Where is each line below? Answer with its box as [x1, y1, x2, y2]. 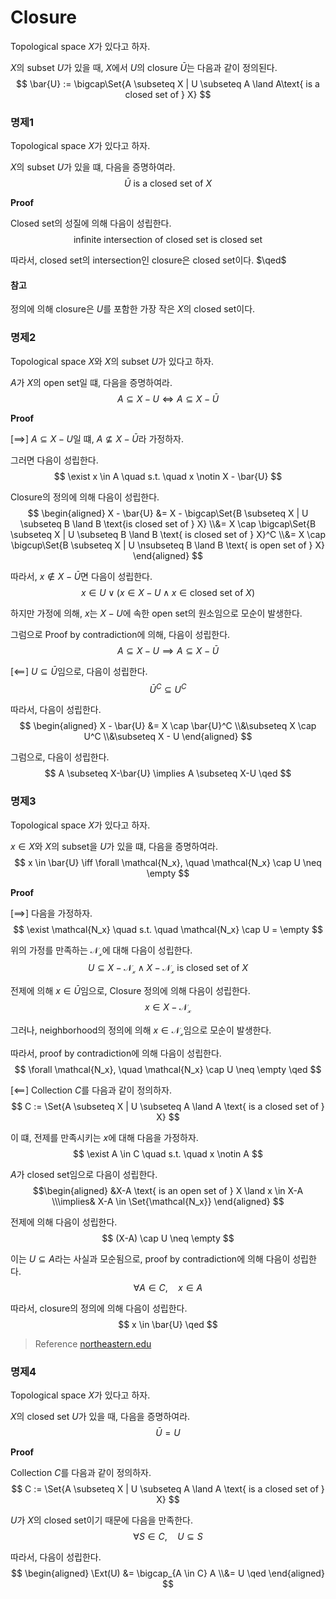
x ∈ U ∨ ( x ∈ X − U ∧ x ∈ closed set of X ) [81, 586, 255, 598]
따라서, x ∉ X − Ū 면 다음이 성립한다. [10, 570, 153, 582]
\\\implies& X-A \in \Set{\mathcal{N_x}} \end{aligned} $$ [51, 1195, 285, 1207]
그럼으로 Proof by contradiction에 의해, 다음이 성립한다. [10, 628, 231, 640]
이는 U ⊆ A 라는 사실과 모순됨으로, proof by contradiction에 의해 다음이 [10, 1252, 291, 1265]
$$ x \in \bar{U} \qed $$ [118, 1318, 218, 1330]
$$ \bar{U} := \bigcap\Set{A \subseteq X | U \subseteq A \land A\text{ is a [16, 77, 320, 90]
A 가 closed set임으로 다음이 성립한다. [10, 1168, 158, 1180]
